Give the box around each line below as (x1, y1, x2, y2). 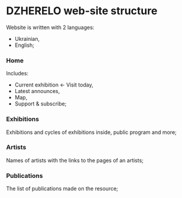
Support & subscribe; (14, 100, 67, 107)
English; (14, 41, 34, 49)
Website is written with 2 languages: (6, 24, 95, 31)
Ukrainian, (14, 35, 40, 42)
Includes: (6, 70, 28, 77)
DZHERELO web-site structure (6, 4, 158, 18)
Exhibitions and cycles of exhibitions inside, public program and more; (6, 129, 177, 136)
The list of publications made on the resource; (6, 185, 118, 192)
